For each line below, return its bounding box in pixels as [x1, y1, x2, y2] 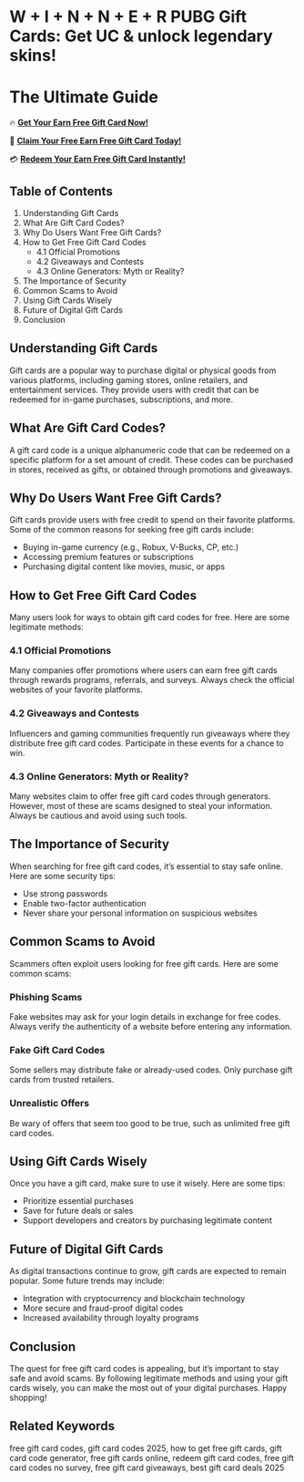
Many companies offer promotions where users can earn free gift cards [9, 665, 278, 676]
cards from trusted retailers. [9, 1074, 115, 1085]
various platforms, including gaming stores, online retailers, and [9, 374, 248, 385]
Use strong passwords [22, 887, 107, 899]
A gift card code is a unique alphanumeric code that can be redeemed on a [9, 444, 291, 455]
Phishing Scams [9, 990, 83, 1003]
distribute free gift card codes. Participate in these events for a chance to [9, 737, 284, 749]
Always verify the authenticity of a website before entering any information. [9, 1021, 293, 1031]
